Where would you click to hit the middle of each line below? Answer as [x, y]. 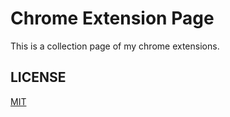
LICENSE [38, 77]
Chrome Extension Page [112, 18]
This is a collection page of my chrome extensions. [115, 46]
